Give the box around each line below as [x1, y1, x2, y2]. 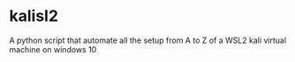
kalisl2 [9, 6, 59, 26]
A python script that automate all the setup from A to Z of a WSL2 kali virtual [9, 35, 287, 45]
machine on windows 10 [9, 44, 97, 54]
